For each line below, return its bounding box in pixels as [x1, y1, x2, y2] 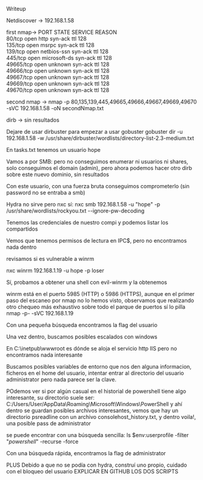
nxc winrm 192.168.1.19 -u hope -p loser [6, 267, 105, 274]
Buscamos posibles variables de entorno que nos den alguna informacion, [6, 363, 192, 370]
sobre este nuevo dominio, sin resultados [6, 171, 109, 178]
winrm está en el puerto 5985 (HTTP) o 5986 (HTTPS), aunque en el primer [6, 291, 195, 297]
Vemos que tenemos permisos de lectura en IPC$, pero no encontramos [6, 237, 187, 244]
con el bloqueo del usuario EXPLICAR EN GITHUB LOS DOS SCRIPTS [6, 468, 179, 475]
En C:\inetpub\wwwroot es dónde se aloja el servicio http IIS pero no [6, 345, 178, 352]
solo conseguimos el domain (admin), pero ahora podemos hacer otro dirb [6, 165, 192, 171]
